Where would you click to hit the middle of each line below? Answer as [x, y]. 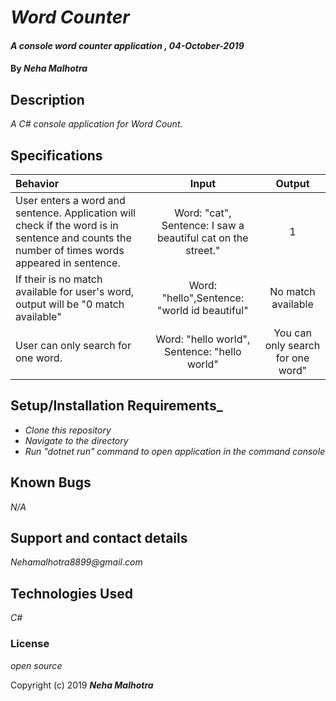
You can [292, 333]
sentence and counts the [73, 238]
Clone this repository [68, 430]
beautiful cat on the [203, 238]
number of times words [70, 250]
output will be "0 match [70, 304]
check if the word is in [67, 225]
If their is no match [59, 279]
